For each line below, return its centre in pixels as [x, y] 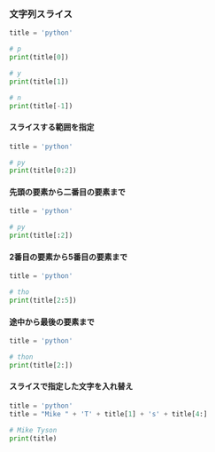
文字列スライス [41, 13]
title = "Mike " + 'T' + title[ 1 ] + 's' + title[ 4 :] [108, 414]
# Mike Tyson [33, 430]
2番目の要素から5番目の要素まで [69, 257]
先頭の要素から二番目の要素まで [67, 192]
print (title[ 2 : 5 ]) [43, 301]
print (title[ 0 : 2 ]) [43, 170]
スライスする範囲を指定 [52, 127]
